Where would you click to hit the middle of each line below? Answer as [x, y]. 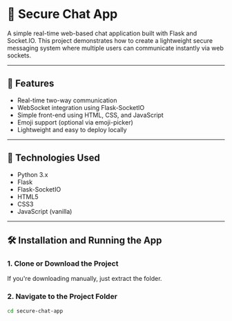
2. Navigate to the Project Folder [62, 297]
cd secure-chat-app [35, 311]
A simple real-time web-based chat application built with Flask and [102, 33]
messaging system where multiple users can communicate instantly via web [116, 48]
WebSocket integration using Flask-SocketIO [81, 107]
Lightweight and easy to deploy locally [72, 129]
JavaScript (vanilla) [45, 211]
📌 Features [31, 83]
